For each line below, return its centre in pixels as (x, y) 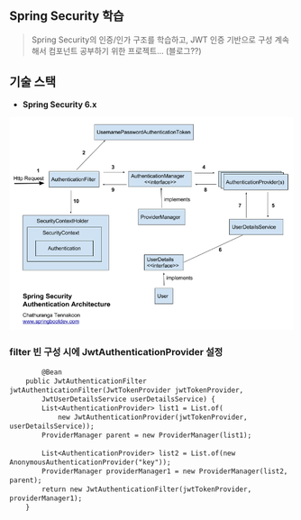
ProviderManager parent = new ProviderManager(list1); (147, 435)
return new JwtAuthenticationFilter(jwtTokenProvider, (147, 489)
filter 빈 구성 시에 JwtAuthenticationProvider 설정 (116, 351)
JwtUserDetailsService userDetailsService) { (129, 399)
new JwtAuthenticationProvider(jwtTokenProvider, (152, 417)
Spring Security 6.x (59, 104)
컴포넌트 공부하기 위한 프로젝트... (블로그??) (125, 50)
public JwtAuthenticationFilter (86, 381)
